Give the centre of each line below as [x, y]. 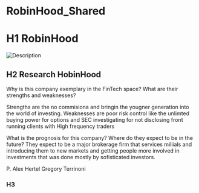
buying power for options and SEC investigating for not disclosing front [95, 119]
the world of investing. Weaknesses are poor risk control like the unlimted [98, 113]
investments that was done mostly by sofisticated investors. [81, 157]
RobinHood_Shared [56, 11]
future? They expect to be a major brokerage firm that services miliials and [99, 144]
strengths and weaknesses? [41, 95]
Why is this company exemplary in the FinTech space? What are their [92, 89]
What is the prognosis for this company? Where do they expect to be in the [100, 138]
